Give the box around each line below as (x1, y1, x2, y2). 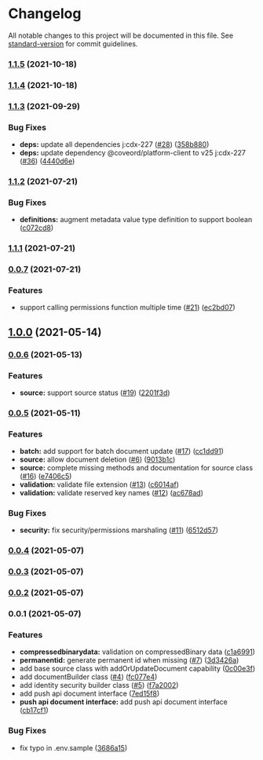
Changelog (8, 5, 82, 23)
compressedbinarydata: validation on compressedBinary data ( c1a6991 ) (19, 647, 255, 656)
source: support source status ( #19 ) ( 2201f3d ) (19, 388, 170, 397)
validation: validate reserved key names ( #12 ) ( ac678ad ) (19, 488, 204, 498)
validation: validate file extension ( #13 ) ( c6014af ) (19, 480, 179, 489)
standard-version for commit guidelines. (8, 38, 138, 48)
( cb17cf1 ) (19, 706, 49, 715)
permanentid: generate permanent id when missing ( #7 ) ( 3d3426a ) (19, 656, 239, 665)
